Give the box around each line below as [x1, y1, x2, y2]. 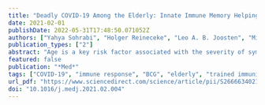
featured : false [8, 56, 62, 64]
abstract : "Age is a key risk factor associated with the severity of [8, 48, 245, 56]
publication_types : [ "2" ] [8, 41, 93, 49]
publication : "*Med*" [8, 63, 80, 71]
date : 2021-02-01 [8, 19, 65, 27]
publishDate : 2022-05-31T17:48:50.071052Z [8, 26, 150, 34]
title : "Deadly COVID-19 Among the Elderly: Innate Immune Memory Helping [8, 11, 259, 20]
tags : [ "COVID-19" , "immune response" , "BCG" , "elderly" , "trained [8, 70, 235, 78]
